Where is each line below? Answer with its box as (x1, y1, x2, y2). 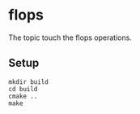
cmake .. (8, 92, 38, 100)
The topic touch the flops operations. (8, 33, 132, 42)
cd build (8, 85, 38, 93)
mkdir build (8, 77, 49, 86)
